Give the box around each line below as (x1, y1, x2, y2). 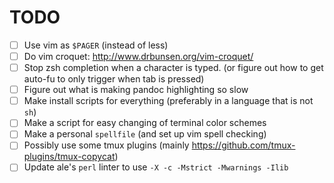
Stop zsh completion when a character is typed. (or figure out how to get (23, 62, 324, 74)
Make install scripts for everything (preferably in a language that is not (23, 95, 314, 107)
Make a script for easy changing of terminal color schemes (23, 117, 267, 129)
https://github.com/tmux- (191, 139, 296, 151)
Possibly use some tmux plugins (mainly (23, 139, 190, 151)
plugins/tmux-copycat (23, 151, 116, 163)
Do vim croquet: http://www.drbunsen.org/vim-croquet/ (23, 51, 254, 62)
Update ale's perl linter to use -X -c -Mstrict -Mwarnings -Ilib (23, 161, 289, 173)
